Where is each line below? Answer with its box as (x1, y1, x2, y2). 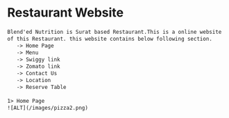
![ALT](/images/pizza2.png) (7, 104, 89, 111)
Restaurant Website (7, 5, 124, 21)
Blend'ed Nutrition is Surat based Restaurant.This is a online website (7, 28, 222, 35)
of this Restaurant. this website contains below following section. (7, 35, 213, 42)
